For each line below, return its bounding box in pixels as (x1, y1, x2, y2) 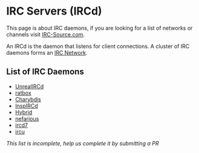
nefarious (15, 115, 39, 122)
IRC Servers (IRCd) (6, 4, 102, 18)
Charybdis (15, 95, 41, 103)
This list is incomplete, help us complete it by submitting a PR (6, 140, 159, 147)
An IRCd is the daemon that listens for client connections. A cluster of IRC (6, 42, 190, 50)
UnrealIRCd (15, 83, 44, 90)
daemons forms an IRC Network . (6, 49, 88, 56)
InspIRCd (15, 102, 38, 109)
